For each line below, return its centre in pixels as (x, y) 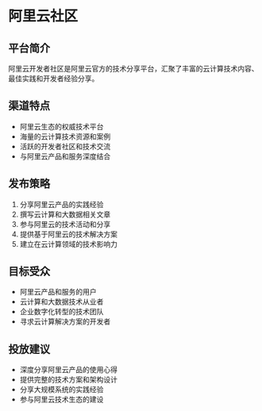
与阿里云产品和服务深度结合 (65, 156)
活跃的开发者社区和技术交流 (65, 146)
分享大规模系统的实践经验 (62, 390)
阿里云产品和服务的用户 (58, 292)
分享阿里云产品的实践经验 (62, 204)
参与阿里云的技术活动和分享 (65, 224)
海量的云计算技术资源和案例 (65, 136)
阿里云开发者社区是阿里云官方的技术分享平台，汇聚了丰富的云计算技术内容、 (133, 69)
